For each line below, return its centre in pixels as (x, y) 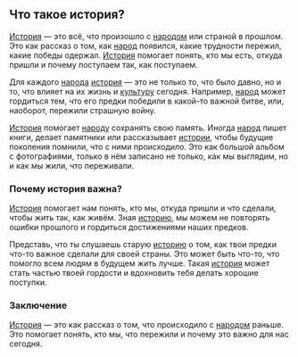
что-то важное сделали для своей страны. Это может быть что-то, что (145, 254)
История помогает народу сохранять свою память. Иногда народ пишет (148, 128)
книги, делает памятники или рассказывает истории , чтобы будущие (141, 137)
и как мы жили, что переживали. (72, 165)
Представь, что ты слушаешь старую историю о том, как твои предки (143, 245)
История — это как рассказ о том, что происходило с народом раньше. (146, 325)
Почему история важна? (66, 188)
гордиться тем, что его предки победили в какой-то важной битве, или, (147, 101)
